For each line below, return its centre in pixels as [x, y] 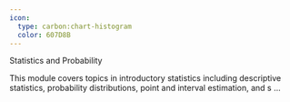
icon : [20, 18]
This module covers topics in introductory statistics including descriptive [145, 78]
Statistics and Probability [56, 61]
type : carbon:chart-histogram [75, 26]
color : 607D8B [44, 35]
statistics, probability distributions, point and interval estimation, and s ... [145, 88]
